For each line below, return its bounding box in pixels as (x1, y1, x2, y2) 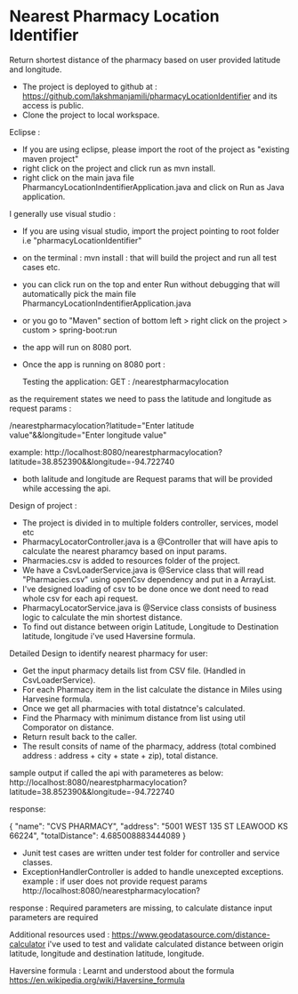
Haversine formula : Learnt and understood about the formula (9, 965, 235, 975)
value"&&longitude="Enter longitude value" (9, 429, 167, 440)
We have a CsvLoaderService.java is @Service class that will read (21, 565, 264, 575)
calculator (9, 938, 46, 949)
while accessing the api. (21, 483, 111, 493)
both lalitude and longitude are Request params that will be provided (21, 473, 273, 484)
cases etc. (21, 261, 60, 272)
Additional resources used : (9, 929, 110, 940)
